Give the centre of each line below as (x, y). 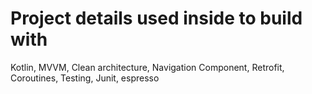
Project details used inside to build (156, 18)
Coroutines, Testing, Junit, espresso (85, 78)
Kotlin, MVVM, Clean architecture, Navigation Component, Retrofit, (147, 67)
